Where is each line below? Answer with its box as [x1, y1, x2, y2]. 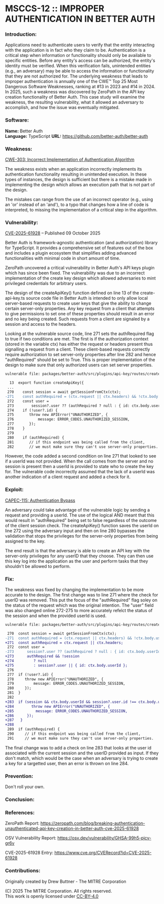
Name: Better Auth [5, 128, 43, 134]
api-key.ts [5, 295, 25, 301]
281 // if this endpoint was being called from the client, [7, 439, 145, 444]
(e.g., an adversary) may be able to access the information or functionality [5, 68, 155, 74]
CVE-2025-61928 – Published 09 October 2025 [5, 230, 101, 236]
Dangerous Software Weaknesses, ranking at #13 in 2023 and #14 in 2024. [5, 84, 155, 90]
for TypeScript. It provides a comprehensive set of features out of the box [5, 245, 153, 251]
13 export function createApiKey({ [9, 381, 84, 386]
